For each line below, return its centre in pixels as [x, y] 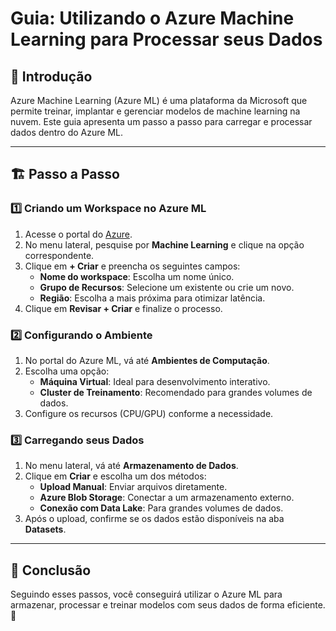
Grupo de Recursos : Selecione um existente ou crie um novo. [167, 287]
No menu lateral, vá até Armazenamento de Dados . [131, 466]
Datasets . [45, 529]
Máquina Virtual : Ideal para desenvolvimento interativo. [155, 381]
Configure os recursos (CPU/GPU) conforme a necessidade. [149, 413]
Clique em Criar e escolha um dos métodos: [115, 476]
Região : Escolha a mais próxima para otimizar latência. [152, 298]
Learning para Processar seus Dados [166, 39]
